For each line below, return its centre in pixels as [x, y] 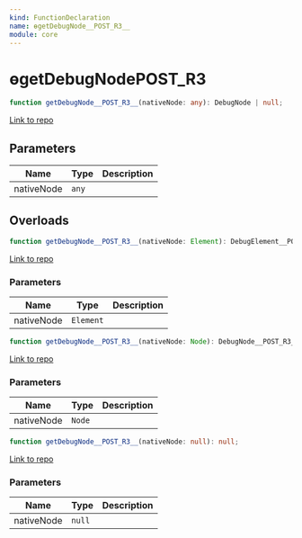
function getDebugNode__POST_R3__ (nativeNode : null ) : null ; [124, 442]
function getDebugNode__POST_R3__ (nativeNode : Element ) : [118, 241]
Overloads [39, 221]
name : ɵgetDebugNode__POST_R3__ [70, 26]
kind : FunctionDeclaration [60, 18]
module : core [34, 34]
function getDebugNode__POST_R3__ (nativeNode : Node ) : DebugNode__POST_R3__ [154, 341]
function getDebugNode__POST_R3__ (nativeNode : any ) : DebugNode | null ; [146, 103]
